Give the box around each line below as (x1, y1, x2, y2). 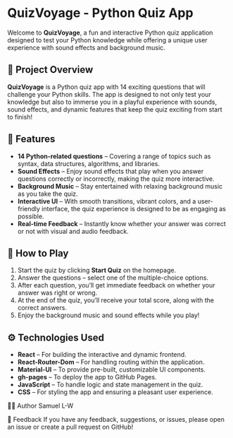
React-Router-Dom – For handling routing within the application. (17, 358, 205, 367)
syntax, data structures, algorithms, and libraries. (17, 159, 160, 167)
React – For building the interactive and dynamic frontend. (17, 350, 187, 359)
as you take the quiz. (17, 189, 79, 198)
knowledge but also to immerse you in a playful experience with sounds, (7, 97, 217, 106)
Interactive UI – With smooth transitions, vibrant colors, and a (17, 196, 196, 206)
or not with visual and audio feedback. (17, 227, 129, 235)
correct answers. (17, 304, 67, 312)
